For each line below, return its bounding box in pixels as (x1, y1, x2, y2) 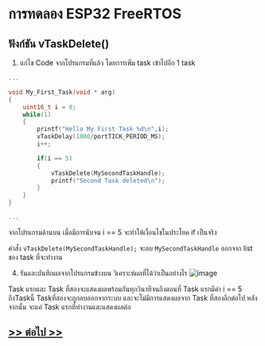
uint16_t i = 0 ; (22, 103, 77, 111)
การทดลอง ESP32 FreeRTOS (8, 5, 181, 23)
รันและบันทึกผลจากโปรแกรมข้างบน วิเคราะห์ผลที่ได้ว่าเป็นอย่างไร (19, 268, 188, 278)
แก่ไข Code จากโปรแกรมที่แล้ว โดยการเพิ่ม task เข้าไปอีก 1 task (19, 58, 196, 68)
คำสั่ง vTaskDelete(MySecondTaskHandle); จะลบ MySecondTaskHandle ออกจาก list (8, 243, 253, 253)
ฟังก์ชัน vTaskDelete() (8, 37, 110, 50)
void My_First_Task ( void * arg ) (8, 88, 115, 96)
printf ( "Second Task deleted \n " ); (50, 177, 166, 185)
